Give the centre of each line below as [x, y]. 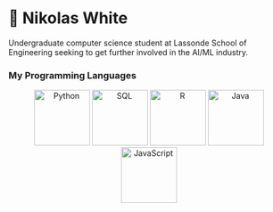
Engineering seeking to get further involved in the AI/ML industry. [128, 52]
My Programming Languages [73, 75]
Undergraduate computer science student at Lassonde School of [128, 43]
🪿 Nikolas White [68, 18]
